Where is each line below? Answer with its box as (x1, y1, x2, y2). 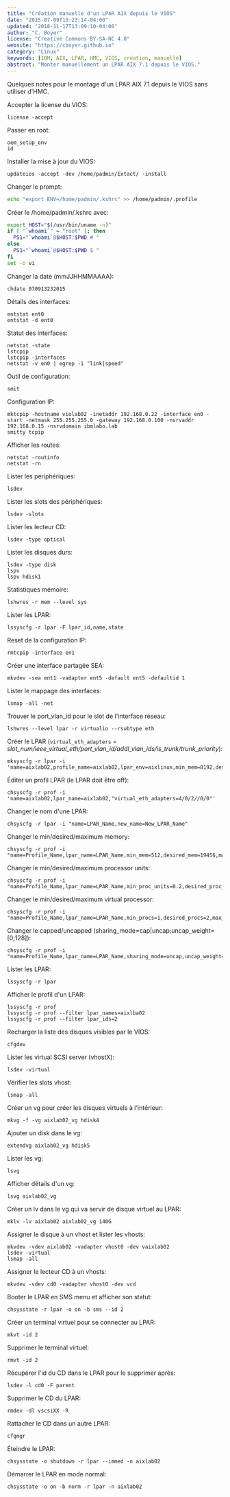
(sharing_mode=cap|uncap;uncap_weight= (93, 926, 215, 934)
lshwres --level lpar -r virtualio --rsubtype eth (7, 725, 155, 732)
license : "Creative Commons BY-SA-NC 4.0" (7, 36, 130, 43)
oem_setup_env (7, 139, 48, 146)
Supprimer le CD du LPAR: (7, 1394, 81, 1402)
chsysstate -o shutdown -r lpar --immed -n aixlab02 (7, 1458, 161, 1465)
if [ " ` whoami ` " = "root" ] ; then (7, 228, 106, 235)
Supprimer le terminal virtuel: (7, 1343, 89, 1351)
